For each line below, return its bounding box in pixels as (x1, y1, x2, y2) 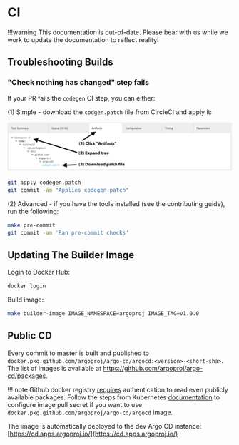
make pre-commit (7, 222, 56, 229)
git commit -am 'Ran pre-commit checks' (7, 229, 130, 236)
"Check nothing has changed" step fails (7, 78, 150, 88)
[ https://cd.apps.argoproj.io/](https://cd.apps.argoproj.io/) (7, 429, 178, 438)
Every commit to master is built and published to (7, 349, 150, 357)
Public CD (7, 329, 52, 342)
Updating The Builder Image (7, 249, 134, 261)
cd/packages (7, 372, 46, 380)
